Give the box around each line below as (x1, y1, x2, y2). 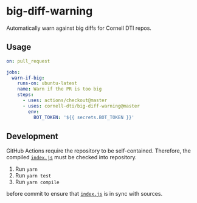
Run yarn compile (15, 178, 60, 186)
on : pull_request (6, 58, 50, 64)
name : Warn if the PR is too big (17, 86, 102, 92)
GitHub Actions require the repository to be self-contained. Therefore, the (6, 147, 192, 154)
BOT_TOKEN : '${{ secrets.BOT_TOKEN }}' (33, 114, 135, 120)
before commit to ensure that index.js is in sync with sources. (6, 190, 163, 198)
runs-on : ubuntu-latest (17, 80, 78, 86)
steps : (17, 92, 34, 98)
